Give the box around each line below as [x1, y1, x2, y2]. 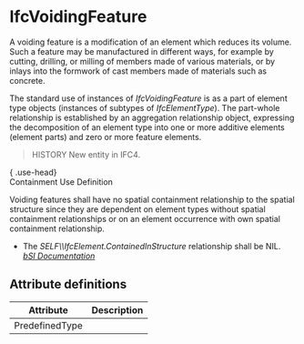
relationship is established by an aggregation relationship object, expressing [9, 112, 295, 123]
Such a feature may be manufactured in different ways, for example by [9, 46, 275, 56]
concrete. [9, 75, 46, 86]
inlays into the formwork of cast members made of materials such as [9, 66, 267, 76]
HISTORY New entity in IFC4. [31, 148, 141, 160]
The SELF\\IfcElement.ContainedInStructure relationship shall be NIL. [22, 240, 281, 251]
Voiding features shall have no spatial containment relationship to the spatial [9, 194, 296, 205]
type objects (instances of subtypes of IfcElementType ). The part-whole [9, 102, 280, 113]
